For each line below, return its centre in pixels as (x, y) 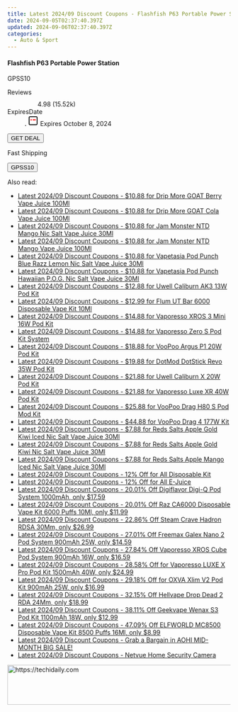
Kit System (33, 339)
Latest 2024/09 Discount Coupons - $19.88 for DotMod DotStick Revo (120, 361)
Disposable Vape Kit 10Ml (55, 309)
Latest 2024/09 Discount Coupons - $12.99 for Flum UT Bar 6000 (114, 301)
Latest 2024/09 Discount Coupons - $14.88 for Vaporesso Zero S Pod (119, 332)
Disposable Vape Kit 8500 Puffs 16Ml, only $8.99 (89, 633)
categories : (25, 34)
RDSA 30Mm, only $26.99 (56, 527)
